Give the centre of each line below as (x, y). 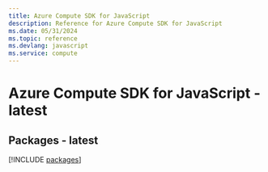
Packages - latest (53, 140)
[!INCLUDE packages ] (45, 159)
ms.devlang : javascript (49, 46)
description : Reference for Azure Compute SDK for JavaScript (115, 23)
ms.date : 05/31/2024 (43, 31)
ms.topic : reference (43, 38)
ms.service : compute (43, 53)
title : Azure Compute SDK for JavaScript (79, 16)
